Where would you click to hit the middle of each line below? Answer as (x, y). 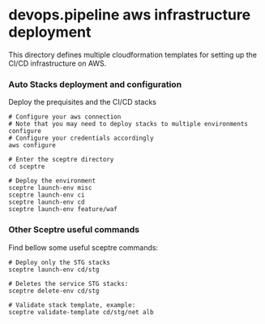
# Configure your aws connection (65, 117)
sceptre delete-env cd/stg (54, 291)
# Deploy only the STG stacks (60, 262)
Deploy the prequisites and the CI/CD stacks (82, 102)
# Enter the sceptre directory (61, 160)
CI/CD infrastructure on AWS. (58, 63)
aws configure (32, 145)
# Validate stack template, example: (72, 305)
